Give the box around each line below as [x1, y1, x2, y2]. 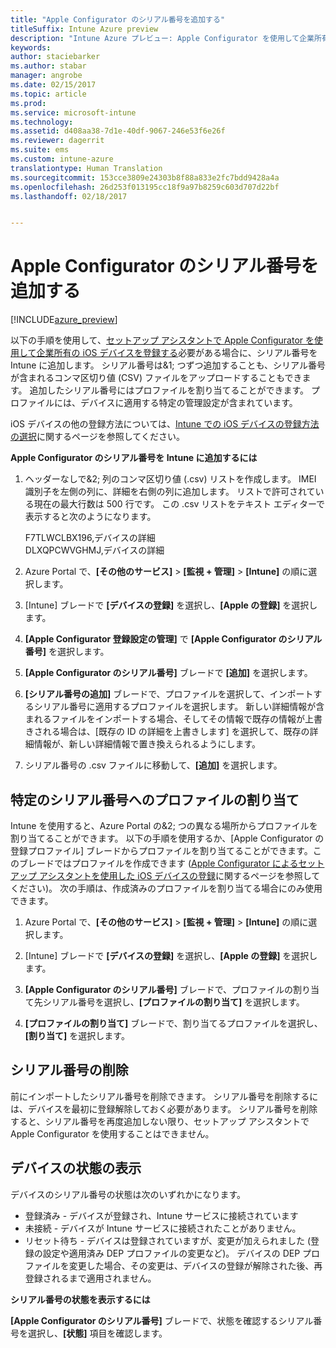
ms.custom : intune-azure [10, 154, 114, 164]
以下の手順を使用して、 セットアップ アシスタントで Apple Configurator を [10, 334, 315, 346]
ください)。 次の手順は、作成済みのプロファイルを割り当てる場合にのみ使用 [10, 882, 323, 894]
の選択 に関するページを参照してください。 [10, 431, 185, 443]
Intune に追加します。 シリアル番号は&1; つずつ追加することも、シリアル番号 [10, 359, 326, 371]
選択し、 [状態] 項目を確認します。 [27, 1327, 168, 1339]
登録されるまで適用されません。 [24, 1272, 157, 1284]
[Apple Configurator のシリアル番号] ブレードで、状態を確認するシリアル [10, 1314, 314, 1326]
